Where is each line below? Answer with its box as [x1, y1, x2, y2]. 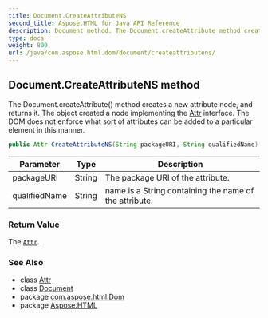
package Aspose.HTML [19, 300, 98, 310]
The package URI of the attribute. [104, 172, 230, 183]
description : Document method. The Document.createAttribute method [8, 26, 241, 34]
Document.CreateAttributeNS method [8, 78, 201, 92]
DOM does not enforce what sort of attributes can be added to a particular [8, 117, 253, 126]
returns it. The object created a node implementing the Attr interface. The [8, 108, 250, 117]
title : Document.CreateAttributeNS [8, 11, 127, 20]
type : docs [8, 34, 45, 42]
